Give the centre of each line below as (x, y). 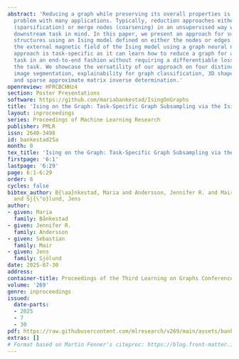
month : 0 (20, 146)
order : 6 (20, 179)
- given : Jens (28, 252)
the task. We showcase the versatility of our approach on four (111, 67)
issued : (19, 298)
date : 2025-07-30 (33, 265)
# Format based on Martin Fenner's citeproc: (76, 344)
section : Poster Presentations (54, 93)
